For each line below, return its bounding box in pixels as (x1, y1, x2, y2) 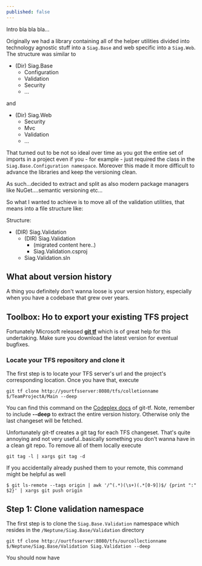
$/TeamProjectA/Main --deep (6, 393, 78, 400)
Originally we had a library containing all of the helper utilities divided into (6, 37, 190, 44)
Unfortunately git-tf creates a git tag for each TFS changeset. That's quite (6, 429, 191, 436)
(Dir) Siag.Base (15, 62, 53, 69)
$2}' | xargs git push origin (6, 487, 83, 494)
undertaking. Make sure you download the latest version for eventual (6, 335, 178, 342)
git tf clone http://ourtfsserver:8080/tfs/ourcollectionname (6, 538, 167, 544)
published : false (6, 9, 50, 15)
